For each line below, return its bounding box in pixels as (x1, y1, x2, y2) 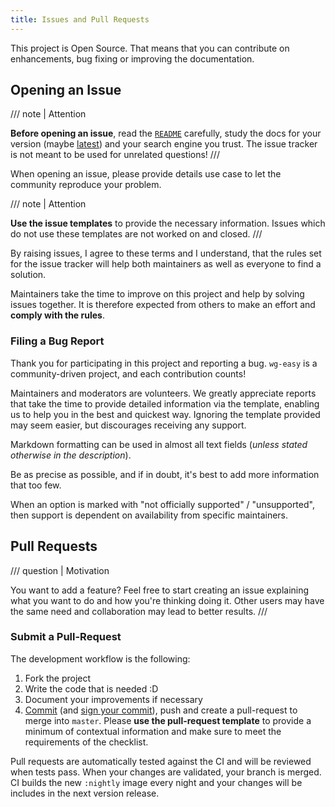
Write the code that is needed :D (24, 682, 159, 695)
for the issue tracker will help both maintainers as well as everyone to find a (10, 258, 322, 270)
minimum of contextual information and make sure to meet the (24, 725, 282, 737)
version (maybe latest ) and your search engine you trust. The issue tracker (10, 138, 318, 150)
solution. (10, 269, 47, 281)
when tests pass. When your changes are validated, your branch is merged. (10, 766, 322, 778)
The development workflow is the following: (10, 652, 191, 665)
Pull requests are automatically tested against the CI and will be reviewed (10, 755, 312, 767)
